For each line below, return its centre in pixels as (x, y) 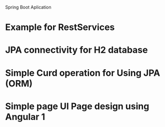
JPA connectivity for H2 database (76, 50)
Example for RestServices (60, 27)
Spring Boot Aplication (28, 7)
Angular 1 (25, 117)
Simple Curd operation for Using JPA (83, 73)
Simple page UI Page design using (77, 106)
